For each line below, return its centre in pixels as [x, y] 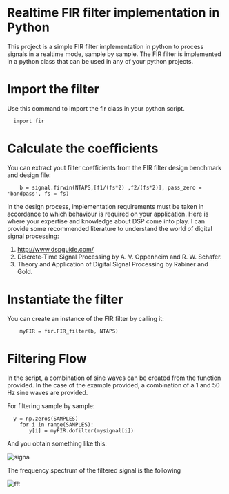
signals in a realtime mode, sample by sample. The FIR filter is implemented [114, 54]
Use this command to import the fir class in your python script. [96, 108]
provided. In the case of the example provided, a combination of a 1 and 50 [113, 385]
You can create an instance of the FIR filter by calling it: [86, 318]
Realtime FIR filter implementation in [113, 13]
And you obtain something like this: [57, 443]
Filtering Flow [47, 358]
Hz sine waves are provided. [48, 392]
